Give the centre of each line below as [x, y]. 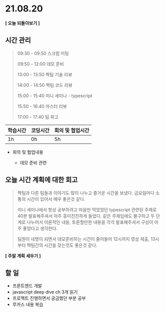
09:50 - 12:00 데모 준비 [41, 64]
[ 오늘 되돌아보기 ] [22, 23]
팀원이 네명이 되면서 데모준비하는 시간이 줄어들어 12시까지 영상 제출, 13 [86, 239]
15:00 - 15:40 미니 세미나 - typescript [55, 96]
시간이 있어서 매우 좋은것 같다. [56, 199]
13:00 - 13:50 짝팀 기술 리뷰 [45, 74]
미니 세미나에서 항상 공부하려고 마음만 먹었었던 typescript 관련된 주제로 [87, 209]
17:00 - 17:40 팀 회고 [38, 117]
